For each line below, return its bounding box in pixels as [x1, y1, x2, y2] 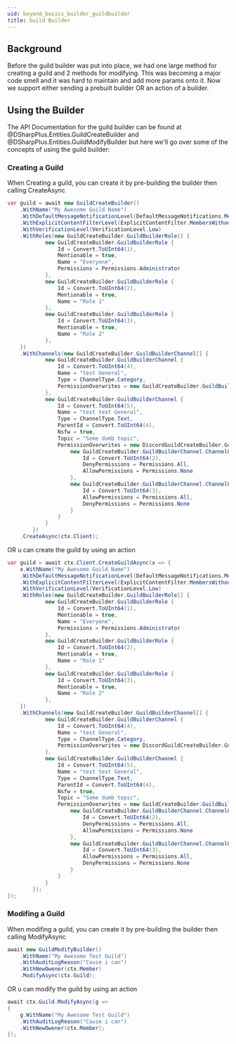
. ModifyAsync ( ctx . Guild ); [20, 972, 96, 979]
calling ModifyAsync [7, 932, 67, 941]
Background [7, 43, 62, 55]
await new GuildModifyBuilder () [7, 946, 102, 953]
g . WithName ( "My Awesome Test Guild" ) [20, 1011, 131, 1019]
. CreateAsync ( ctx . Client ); [20, 533, 99, 540]
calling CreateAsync [7, 186, 65, 195]
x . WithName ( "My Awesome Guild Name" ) [20, 566, 131, 573]
